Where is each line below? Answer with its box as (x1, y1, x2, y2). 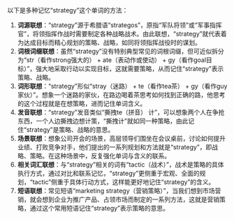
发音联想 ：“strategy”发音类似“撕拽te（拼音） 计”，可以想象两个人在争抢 (17, 108, 225, 116)
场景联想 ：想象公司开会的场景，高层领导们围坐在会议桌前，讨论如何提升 (17, 135, 226, 142)
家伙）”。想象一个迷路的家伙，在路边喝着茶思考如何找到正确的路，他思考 (17, 91, 226, 99)
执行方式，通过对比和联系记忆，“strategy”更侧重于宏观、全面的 (17, 169, 200, 177)
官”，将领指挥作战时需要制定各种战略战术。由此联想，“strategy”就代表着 (17, 30, 227, 38)
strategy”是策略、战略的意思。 (26, 126, 115, 134)
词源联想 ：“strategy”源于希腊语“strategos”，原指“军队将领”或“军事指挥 (17, 21, 222, 29)
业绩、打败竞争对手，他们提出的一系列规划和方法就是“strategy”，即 (17, 143, 212, 151)
